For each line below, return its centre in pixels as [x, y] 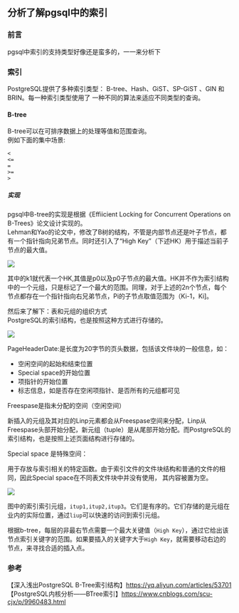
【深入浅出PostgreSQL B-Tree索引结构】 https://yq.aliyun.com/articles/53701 [119, 585]
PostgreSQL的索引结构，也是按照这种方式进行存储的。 [87, 320]
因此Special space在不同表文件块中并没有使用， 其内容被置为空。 [116, 478]
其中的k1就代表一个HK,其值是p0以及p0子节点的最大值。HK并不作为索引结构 [118, 278]
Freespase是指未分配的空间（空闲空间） [67, 406]
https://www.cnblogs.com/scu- [167, 594]
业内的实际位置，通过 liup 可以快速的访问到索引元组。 [85, 515]
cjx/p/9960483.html [37, 602]
